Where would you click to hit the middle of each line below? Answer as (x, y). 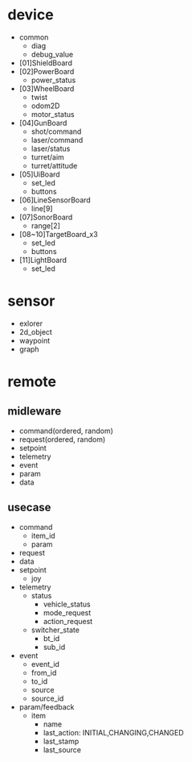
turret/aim (48, 157)
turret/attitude (54, 165)
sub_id (54, 647)
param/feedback (47, 706)
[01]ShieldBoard (46, 63)
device (31, 15)
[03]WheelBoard (47, 88)
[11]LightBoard (43, 260)
